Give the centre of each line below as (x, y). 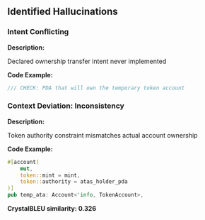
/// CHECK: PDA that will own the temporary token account (96, 88)
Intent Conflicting (38, 32)
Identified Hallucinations (63, 12)
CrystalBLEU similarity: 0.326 (52, 209)
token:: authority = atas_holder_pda (74, 182)
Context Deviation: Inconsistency (66, 106)
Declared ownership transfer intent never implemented (87, 61)
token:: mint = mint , (50, 175)
